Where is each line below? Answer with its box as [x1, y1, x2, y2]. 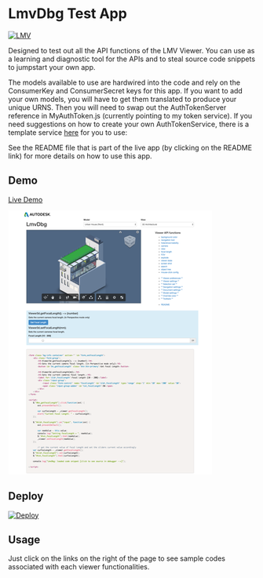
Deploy [8, 489, 44, 503]
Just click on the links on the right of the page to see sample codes [8, 554, 226, 563]
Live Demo [8, 194, 43, 204]
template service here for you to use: [8, 127, 128, 137]
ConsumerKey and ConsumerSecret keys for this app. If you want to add [8, 85, 243, 95]
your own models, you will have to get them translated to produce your [8, 94, 237, 104]
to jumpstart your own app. [8, 62, 96, 71]
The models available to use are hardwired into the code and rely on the [8, 78, 241, 87]
